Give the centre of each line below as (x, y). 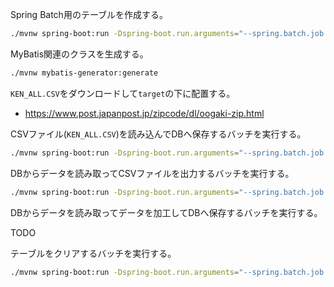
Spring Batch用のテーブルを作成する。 (89, 14)
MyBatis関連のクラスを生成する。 (79, 54)
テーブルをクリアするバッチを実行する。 (93, 253)
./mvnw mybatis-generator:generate (84, 73)
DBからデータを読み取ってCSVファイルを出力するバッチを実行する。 (152, 173)
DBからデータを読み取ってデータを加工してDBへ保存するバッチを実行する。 (166, 212)
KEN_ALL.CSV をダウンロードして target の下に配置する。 (123, 93)
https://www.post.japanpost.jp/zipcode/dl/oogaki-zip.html (144, 113)
